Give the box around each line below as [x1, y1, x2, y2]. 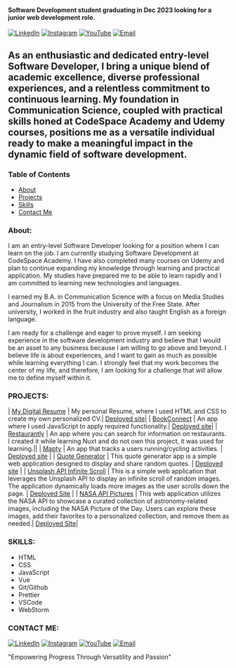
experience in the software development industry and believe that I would [8, 336, 221, 345]
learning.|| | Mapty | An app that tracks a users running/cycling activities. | [8, 445, 223, 453]
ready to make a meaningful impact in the [8, 137, 193, 149]
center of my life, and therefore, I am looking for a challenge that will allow [8, 366, 223, 375]
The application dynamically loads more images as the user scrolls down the [8, 482, 230, 490]
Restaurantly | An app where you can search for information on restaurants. [8, 430, 227, 438]
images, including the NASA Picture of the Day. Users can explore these [8, 505, 216, 513]
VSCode [18, 598, 43, 606]
